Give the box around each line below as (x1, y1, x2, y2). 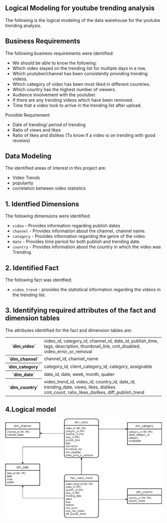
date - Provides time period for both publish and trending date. (12, 239, 141, 245)
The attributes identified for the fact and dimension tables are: (5, 327, 133, 333)
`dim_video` (11, 344, 36, 349)
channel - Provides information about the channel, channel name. (12, 228, 146, 234)
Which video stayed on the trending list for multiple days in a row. (12, 65, 147, 71)
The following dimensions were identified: (5, 213, 91, 219)
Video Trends (12, 174, 40, 181)
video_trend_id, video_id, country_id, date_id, (44, 378, 136, 384)
